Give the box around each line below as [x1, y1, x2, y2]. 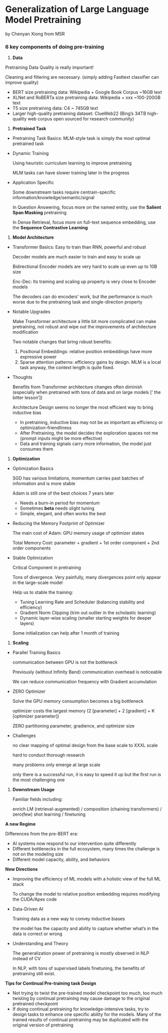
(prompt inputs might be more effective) [19, 435, 102, 441]
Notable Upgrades [12, 309, 51, 315]
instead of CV [12, 956, 41, 962]
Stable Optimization [12, 555, 53, 561]
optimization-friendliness [19, 425, 71, 431]
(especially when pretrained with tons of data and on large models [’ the [12, 389, 161, 395]
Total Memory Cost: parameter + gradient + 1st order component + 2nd [12, 540, 159, 546]
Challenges [12, 732, 36, 739]
